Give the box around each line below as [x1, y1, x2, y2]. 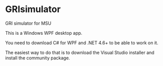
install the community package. [5, 54, 70, 61]
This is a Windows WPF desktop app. [5, 30, 83, 36]
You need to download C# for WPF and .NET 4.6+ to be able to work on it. [5, 39, 158, 46]
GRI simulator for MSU [5, 20, 52, 26]
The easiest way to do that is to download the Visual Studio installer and [5, 49, 154, 55]
